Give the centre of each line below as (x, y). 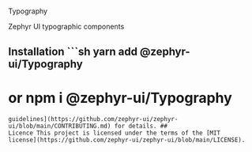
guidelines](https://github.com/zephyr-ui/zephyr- (93, 119)
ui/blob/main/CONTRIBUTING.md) (60, 126)
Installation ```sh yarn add (73, 51)
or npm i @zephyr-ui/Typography (120, 98)
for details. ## (141, 126)
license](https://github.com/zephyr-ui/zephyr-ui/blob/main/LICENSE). (127, 140)
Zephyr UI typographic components (66, 27)
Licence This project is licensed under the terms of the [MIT (115, 133)
